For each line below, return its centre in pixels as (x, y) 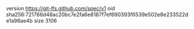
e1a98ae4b (20, 21)
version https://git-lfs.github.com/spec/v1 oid (61, 8)
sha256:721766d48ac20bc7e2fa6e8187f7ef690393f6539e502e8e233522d (97, 14)
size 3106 (46, 21)
